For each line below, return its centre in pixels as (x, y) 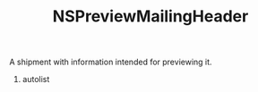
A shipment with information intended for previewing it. (111, 62)
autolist (36, 79)
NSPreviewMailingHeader (150, 17)
